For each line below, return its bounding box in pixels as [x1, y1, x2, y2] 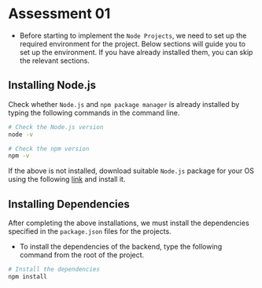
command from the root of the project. [19, 250, 145, 260]
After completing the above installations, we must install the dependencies [8, 218, 249, 228]
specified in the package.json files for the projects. [8, 227, 172, 236]
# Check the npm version [8, 145, 90, 153]
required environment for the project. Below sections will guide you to [19, 39, 246, 48]
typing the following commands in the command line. [8, 108, 180, 117]
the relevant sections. [19, 56, 90, 65]
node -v [8, 131, 34, 138]
